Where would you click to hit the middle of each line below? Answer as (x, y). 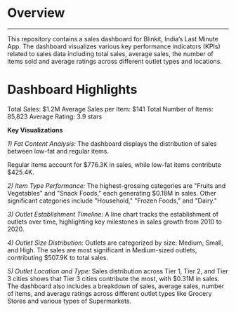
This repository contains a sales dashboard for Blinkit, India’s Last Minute (113, 39)
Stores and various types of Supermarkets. (70, 301)
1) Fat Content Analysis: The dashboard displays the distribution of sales (112, 143)
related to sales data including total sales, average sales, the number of (110, 53)
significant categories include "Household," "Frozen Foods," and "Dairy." (112, 201)
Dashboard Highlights (72, 90)
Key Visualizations (35, 130)
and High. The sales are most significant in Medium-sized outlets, (102, 250)
